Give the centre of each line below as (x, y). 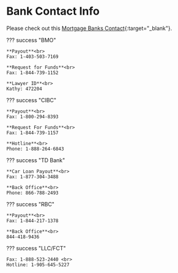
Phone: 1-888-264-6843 (35, 149)
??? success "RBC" (31, 204)
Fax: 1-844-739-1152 (33, 73)
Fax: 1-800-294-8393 (33, 117)
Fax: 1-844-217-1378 (33, 221)
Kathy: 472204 (24, 89)
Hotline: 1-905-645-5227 (38, 264)
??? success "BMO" (31, 40)
